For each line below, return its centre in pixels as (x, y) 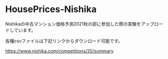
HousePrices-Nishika (51, 9)
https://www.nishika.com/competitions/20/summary (60, 51)
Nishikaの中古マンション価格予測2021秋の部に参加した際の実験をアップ (80, 24)
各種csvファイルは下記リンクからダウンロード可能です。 (64, 41)
